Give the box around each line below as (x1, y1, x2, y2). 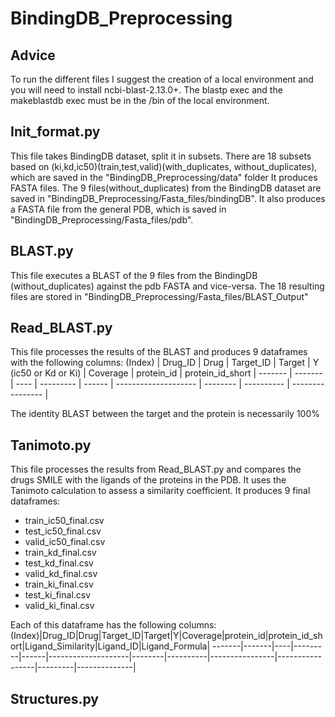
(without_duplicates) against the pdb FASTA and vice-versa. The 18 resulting (10, 280, 325, 292)
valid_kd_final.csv (24, 568, 98, 580)
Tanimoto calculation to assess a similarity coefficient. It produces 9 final (10, 485, 311, 497)
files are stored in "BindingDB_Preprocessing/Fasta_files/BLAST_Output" (10, 290, 309, 302)
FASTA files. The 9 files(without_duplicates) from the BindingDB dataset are (10, 182, 322, 194)
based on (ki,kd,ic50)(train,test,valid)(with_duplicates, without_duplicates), (10, 160, 318, 172)
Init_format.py (10, 123, 101, 141)
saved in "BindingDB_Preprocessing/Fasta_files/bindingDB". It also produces (10, 192, 326, 204)
